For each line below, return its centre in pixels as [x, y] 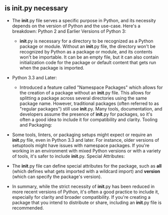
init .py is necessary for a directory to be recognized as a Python [86, 41]
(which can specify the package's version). [57, 177]
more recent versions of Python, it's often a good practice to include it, [86, 192]
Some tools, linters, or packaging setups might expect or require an [82, 135]
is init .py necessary [36, 8]
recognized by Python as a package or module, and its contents [86, 51]
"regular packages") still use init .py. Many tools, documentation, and [91, 109]
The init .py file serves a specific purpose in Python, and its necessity [84, 20]
